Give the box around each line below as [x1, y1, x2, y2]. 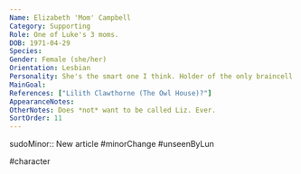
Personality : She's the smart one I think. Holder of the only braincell [9, 72, 294, 81]
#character [9, 156, 52, 167]
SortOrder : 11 [9, 114, 63, 123]
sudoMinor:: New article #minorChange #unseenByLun [9, 139, 215, 150]
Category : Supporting [9, 22, 91, 31]
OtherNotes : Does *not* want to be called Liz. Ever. [9, 105, 217, 114]
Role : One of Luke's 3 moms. [9, 30, 119, 39]
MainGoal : [9, 80, 47, 89]
